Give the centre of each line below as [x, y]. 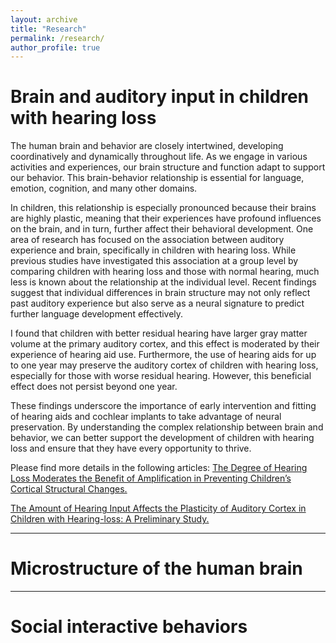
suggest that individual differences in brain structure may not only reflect [160, 293]
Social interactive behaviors [129, 627]
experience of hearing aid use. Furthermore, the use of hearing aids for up [163, 355]
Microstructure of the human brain [156, 568]
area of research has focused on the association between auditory [147, 240]
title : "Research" [48, 29]
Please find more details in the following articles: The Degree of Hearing [159, 468]
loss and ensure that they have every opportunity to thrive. [131, 448]
